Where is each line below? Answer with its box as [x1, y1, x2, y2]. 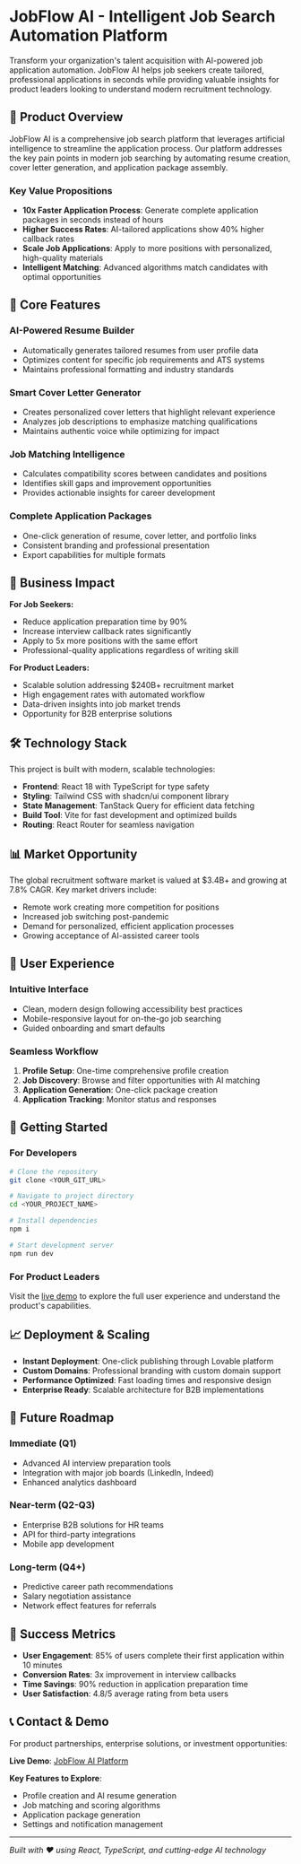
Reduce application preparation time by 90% [21, 616, 188, 627]
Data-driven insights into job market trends [21, 699, 181, 710]
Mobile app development [21, 1538, 115, 1549]
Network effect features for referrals [21, 1600, 157, 1611]
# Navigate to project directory [9, 1191, 134, 1201]
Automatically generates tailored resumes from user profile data [21, 344, 259, 355]
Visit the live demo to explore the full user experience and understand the [9, 1291, 280, 1302]
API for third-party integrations [21, 1529, 136, 1539]
